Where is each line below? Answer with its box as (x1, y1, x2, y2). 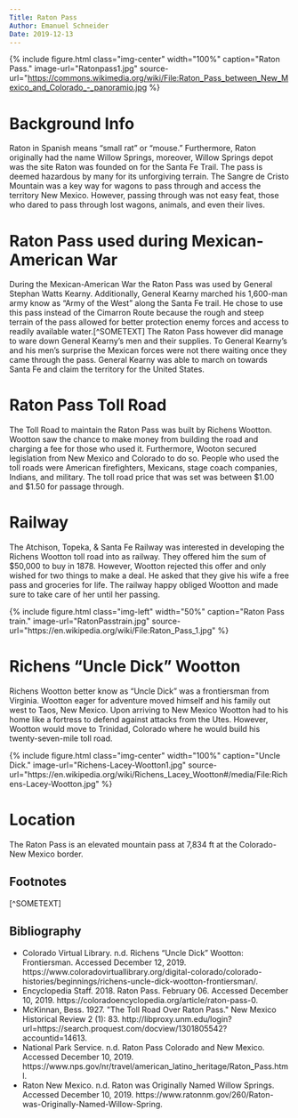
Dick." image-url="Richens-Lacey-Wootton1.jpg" (9, 760, 187, 770)
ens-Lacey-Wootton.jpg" (9, 779, 100, 790)
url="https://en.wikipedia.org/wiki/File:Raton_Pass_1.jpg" (9, 625, 216, 636)
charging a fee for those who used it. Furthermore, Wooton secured (9, 444, 257, 454)
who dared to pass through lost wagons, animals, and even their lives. (9, 199, 265, 210)
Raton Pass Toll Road (9, 395, 167, 415)
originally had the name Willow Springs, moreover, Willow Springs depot (9, 152, 274, 163)
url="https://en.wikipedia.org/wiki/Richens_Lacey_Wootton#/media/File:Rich (9, 769, 288, 780)
